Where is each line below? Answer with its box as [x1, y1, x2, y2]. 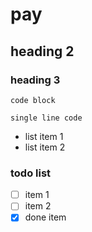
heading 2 [10, 43, 75, 60]
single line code [10, 113, 83, 123]
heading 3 [10, 73, 61, 87]
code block [10, 95, 56, 105]
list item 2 [24, 141, 66, 153]
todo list [10, 166, 52, 180]
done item [24, 211, 67, 223]
